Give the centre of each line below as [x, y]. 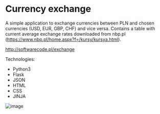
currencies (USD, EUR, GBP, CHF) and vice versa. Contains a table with [80, 28]
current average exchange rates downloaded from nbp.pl [66, 34]
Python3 [21, 69]
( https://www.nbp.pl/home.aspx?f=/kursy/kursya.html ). [63, 39]
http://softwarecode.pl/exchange [40, 49]
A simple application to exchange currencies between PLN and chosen [80, 23]
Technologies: [20, 59]
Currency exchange [48, 9]
